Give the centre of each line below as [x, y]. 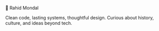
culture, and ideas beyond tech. [39, 23]
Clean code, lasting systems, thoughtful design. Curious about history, [79, 18]
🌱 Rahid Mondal [22, 8]
